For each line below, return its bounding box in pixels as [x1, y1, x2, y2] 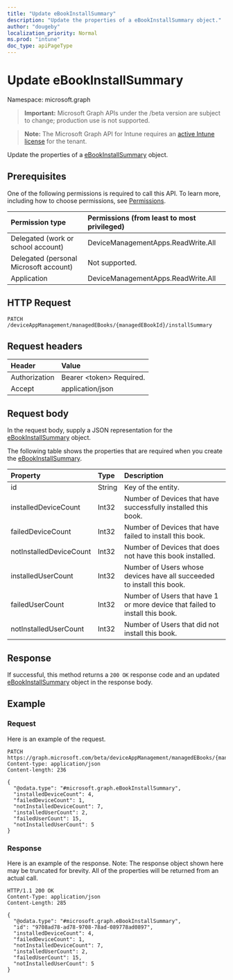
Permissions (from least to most [87, 213, 196, 222]
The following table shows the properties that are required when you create [7, 447, 223, 455]
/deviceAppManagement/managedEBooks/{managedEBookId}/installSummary [7, 321, 213, 329]
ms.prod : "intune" [7, 36, 60, 43]
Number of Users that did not [123, 620, 220, 630]
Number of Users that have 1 [123, 591, 219, 601]
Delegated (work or [10, 234, 74, 243]
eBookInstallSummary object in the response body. [7, 678, 153, 686]
